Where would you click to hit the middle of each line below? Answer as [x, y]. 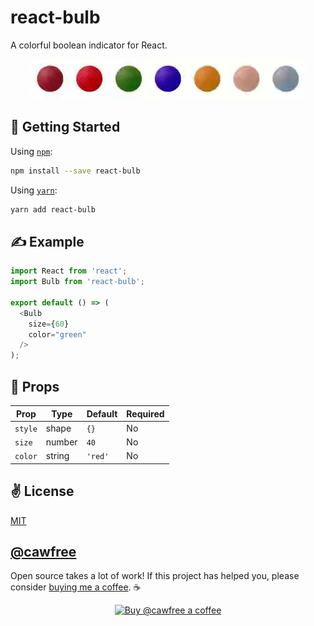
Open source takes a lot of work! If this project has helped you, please [155, 576]
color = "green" [57, 334]
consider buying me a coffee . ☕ [76, 587]
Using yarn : [34, 190]
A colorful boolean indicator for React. [89, 45]
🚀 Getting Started [65, 127]
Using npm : [31, 151]
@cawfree [43, 551]
